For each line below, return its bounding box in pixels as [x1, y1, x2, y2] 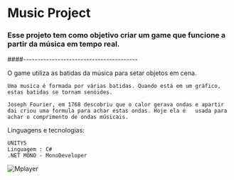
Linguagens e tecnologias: [7, 126, 85, 135]
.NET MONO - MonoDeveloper [7, 152, 87, 159]
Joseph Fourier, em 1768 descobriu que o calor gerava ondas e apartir [7, 101, 224, 108]
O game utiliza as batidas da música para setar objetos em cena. [7, 69, 197, 77]
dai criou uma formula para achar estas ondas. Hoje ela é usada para [7, 108, 228, 115]
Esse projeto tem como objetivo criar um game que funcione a [7, 30, 226, 40]
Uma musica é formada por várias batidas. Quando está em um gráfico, [7, 83, 221, 90]
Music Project [7, 5, 91, 21]
